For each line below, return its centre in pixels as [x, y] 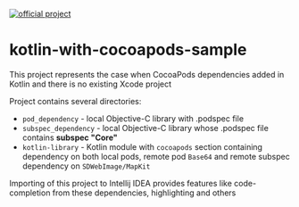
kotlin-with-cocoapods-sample [128, 50]
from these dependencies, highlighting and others [144, 193]
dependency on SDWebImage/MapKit [86, 166]
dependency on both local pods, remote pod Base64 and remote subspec [156, 156]
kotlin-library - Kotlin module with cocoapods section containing [142, 146]
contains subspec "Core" [70, 137]
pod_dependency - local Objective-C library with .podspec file [133, 118]
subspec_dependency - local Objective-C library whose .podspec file [145, 128]
